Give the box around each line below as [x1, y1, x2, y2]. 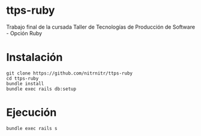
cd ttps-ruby [6, 75, 39, 81]
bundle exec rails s [6, 125, 58, 131]
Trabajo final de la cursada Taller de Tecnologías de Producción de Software [6, 23, 196, 30]
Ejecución [6, 106, 57, 119]
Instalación [6, 51, 63, 64]
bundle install [6, 81, 44, 86]
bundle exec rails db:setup [6, 86, 77, 92]
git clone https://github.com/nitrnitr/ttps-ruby [6, 70, 133, 76]
